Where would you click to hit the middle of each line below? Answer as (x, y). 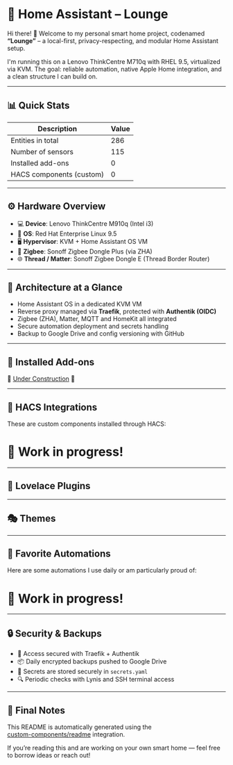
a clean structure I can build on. (52, 76)
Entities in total (35, 140)
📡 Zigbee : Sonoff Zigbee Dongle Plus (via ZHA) (85, 251)
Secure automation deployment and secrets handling (93, 327)
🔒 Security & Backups (54, 633)
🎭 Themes (32, 519)
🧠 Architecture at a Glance (65, 287)
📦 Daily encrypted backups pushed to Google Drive (92, 661)
